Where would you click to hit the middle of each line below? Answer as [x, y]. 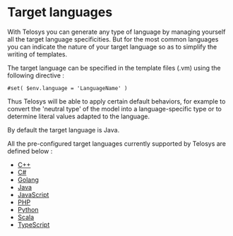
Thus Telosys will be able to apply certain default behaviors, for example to [116, 101]
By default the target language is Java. [64, 130]
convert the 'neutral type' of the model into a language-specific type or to [115, 108]
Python [28, 209]
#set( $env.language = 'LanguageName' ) [68, 88]
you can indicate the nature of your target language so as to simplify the [112, 46]
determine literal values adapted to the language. [79, 116]
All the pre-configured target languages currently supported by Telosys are [117, 143]
